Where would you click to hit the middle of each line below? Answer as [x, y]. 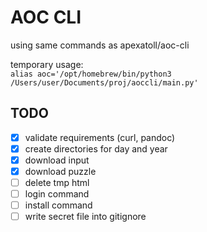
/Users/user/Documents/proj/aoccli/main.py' [104, 82]
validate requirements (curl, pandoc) [100, 137]
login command [57, 194]
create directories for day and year [96, 148]
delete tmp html [57, 182]
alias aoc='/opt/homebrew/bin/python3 [91, 74]
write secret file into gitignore [85, 217]
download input [57, 160]
